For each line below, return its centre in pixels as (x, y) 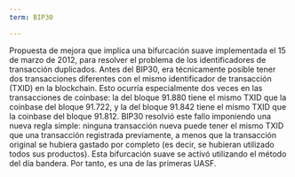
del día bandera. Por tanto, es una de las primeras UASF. (113, 163)
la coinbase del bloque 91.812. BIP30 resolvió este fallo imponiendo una (140, 116)
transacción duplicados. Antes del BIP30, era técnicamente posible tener (143, 69)
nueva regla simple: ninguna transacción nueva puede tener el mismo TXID (147, 126)
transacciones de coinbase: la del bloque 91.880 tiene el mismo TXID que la (148, 97)
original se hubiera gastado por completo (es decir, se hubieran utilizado (142, 144)
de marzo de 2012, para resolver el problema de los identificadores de (138, 59)
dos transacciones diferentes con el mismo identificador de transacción (141, 78)
